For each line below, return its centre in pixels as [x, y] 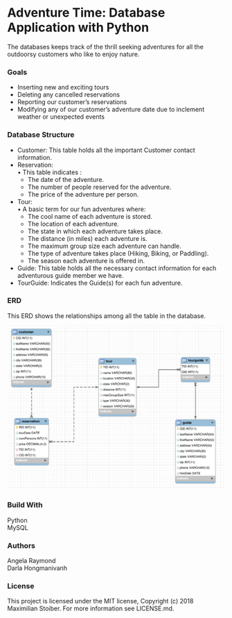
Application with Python [78, 27]
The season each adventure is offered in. [86, 260]
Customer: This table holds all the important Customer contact [106, 150]
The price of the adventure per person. [83, 194]
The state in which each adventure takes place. [95, 231]
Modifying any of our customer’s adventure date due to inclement [111, 110]
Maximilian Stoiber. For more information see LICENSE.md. [91, 608]
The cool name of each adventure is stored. [90, 216]
